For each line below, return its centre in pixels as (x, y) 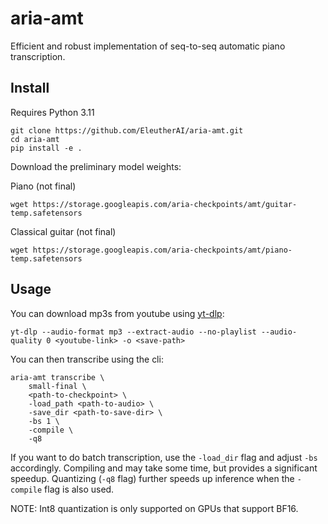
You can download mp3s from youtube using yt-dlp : (117, 313)
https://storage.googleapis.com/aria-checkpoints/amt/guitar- (165, 204)
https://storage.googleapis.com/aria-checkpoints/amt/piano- (162, 250)
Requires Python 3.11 (52, 112)
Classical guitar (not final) (63, 231)
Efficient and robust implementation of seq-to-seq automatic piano (148, 46)
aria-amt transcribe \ (57, 377)
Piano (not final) (43, 186)
